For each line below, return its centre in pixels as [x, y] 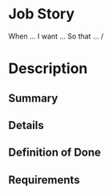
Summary [33, 98]
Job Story [42, 14]
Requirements [44, 180]
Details [26, 125]
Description [48, 69]
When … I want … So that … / [56, 36]
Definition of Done [55, 153]
